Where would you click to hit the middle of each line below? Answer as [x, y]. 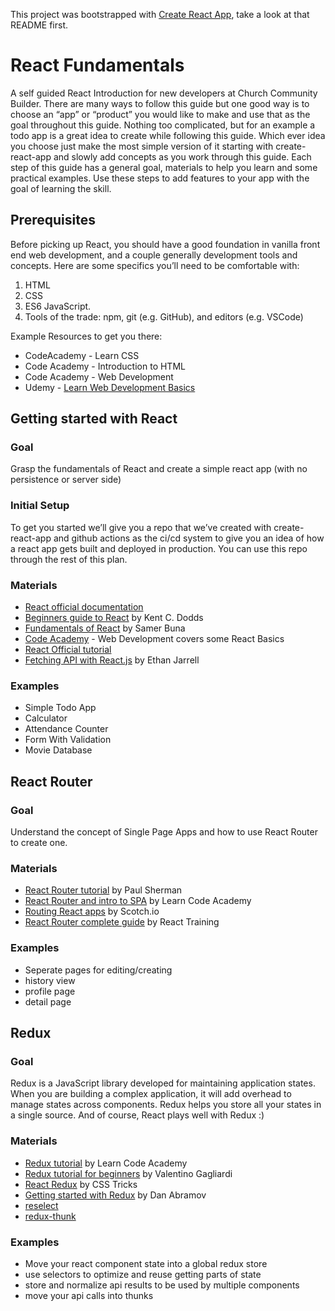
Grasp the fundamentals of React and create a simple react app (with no [159, 469]
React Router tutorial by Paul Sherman [103, 890]
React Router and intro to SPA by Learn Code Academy [138, 901]
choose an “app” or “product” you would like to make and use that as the [160, 114]
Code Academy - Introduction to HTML [105, 366]
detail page [48, 1001]
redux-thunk [50, 1216]
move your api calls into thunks [89, 1295]
